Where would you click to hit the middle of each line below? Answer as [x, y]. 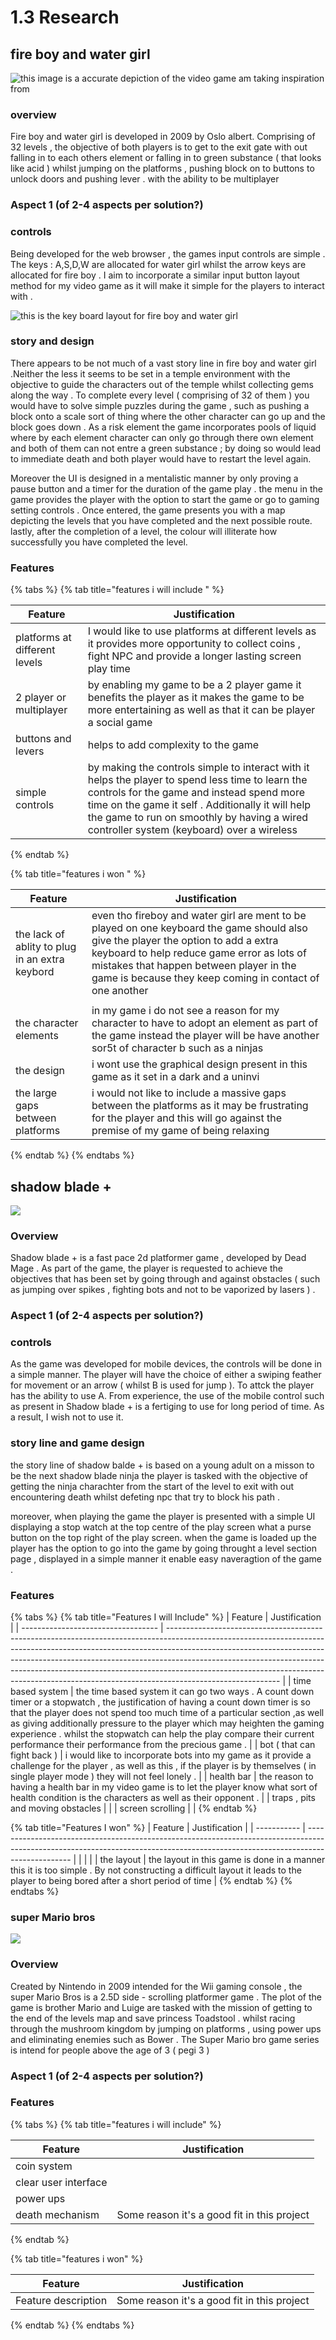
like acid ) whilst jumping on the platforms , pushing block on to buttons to [162, 168]
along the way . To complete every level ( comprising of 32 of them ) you [160, 395]
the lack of [40, 934]
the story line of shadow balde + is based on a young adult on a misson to [162, 1465]
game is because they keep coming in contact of [205, 978]
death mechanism [57, 2214]
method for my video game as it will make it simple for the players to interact [167, 285]
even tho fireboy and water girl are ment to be [199, 916]
